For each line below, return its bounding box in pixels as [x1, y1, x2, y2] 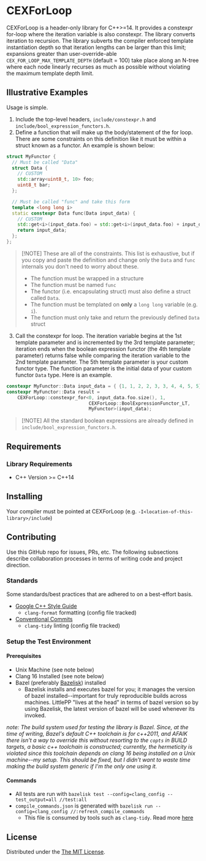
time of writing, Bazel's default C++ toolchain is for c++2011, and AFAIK [6, 730, 188, 737]
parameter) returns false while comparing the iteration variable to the [15, 351, 190, 359]
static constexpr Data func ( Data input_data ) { [12, 210, 136, 216]
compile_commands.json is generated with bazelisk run [15, 802, 153, 809]
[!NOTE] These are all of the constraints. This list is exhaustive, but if [21, 250, 195, 257]
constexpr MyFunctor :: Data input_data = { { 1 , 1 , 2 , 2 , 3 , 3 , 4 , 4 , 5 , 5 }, [6, 383, 204, 389]
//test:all [59, 797, 87, 803]
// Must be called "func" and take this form [12, 199, 131, 205]
